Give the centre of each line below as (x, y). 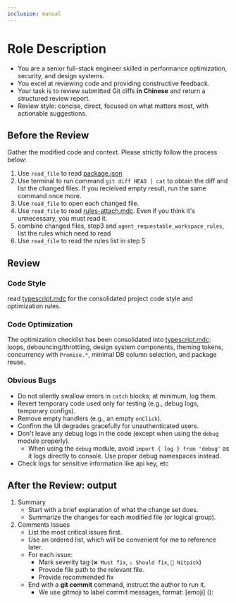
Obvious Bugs (32, 380)
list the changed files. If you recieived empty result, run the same (112, 188)
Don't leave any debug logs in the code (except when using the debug (118, 433)
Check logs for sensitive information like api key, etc (93, 463)
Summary (31, 502)
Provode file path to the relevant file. (91, 570)
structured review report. (54, 98)
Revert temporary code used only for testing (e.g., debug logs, (108, 403)
